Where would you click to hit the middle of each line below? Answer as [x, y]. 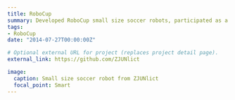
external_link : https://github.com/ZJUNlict [74, 60]
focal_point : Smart [42, 85]
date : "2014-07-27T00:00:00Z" [52, 40]
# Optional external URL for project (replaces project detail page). [113, 53]
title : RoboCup [30, 14]
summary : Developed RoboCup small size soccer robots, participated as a [118, 20]
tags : [15, 27]
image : [17, 72]
